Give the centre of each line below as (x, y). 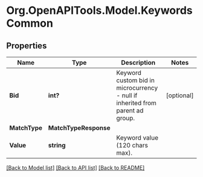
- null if (127, 95)
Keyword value (137, 138)
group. (126, 118)
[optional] (180, 95)
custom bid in (136, 80)
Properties (27, 46)
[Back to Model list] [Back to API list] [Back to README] (76, 168)
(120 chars (132, 145)
